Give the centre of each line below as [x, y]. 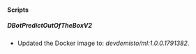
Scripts [18, 10]
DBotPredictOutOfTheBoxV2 [50, 26]
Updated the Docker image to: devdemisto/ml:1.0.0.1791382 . [103, 43]
